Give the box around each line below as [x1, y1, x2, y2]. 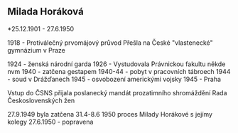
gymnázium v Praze [7, 46, 66, 54]
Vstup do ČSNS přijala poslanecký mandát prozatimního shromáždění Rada [7, 88, 227, 97]
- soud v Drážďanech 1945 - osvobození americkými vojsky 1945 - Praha [7, 75, 222, 83]
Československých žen [7, 96, 75, 105]
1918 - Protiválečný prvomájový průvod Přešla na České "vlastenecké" [7, 38, 213, 47]
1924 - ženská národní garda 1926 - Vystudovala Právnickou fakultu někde [7, 60, 226, 68]
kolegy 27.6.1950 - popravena [7, 117, 94, 126]
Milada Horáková [7, 6, 84, 18]
